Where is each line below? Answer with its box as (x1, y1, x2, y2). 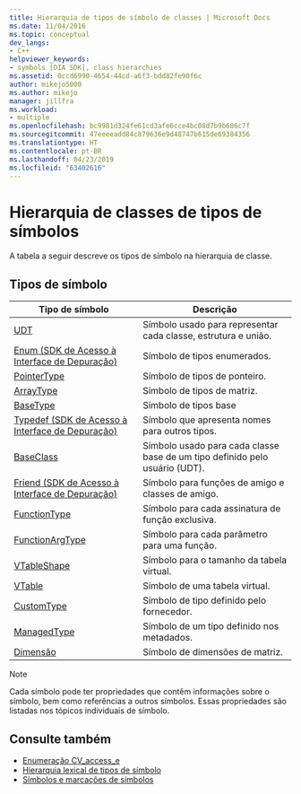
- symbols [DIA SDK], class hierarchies (9, 64, 163, 73)
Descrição (192, 303, 237, 316)
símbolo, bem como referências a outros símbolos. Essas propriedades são (9, 696, 287, 707)
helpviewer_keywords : (9, 55, 90, 64)
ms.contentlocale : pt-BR (9, 146, 102, 155)
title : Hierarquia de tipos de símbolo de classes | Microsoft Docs (9, 13, 271, 22)
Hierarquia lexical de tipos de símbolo (21, 764, 161, 775)
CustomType (13, 600, 67, 613)
